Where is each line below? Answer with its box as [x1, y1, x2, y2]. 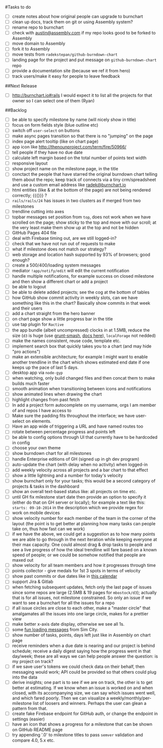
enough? [12, 257, 30, 263]
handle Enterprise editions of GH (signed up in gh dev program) [12, 456, 140, 462]
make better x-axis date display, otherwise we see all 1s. [12, 621, 125, 627]
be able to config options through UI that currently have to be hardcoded [12, 434, 158, 440]
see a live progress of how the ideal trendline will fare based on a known [12, 547, 157, 553]
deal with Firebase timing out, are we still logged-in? [12, 235, 117, 241]
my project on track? [12, 658, 53, 664]
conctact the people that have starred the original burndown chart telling [12, 171, 158, 177]
